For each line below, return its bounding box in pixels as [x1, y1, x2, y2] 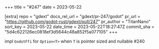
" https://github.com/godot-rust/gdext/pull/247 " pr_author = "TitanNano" [4, 19, 151, 24]
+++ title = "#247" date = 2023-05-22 [4, 4, 82, 10]
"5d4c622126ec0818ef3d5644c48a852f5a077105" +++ [4, 29, 118, 34]
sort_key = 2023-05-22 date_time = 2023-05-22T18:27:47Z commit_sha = [4, 24, 155, 30]
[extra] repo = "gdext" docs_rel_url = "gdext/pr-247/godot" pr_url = [4, 14, 140, 19]
